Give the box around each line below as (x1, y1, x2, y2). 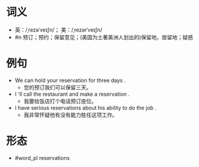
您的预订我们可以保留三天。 (23, 84, 92, 91)
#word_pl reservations (14, 154, 70, 161)
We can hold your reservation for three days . (14, 77, 126, 84)
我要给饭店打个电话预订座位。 (23, 97, 97, 105)
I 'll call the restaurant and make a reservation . (14, 90, 129, 97)
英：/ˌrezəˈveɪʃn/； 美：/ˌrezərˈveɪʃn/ (14, 26, 103, 33)
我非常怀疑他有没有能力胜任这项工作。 (23, 111, 118, 118)
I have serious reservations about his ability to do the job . (14, 104, 157, 111)
